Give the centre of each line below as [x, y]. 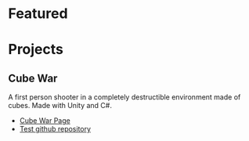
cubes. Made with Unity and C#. [60, 106]
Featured [38, 14]
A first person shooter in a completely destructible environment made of [125, 97]
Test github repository [55, 129]
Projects [36, 50]
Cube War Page [45, 121]
